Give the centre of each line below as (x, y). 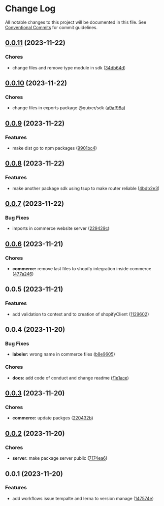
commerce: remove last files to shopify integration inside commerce (82, 269)
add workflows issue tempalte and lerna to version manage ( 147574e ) (83, 498)
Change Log (30, 9)
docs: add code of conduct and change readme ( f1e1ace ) (70, 378)
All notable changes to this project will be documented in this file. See (76, 22)
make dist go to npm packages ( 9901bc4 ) (54, 148)
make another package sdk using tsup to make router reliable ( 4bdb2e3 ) (86, 188)
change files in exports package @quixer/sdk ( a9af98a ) (69, 108)
